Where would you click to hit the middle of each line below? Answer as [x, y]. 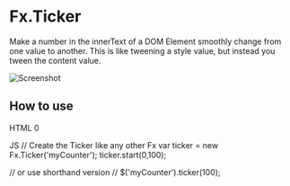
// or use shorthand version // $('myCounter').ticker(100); [115, 172]
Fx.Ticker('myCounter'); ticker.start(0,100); [88, 155]
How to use [41, 106]
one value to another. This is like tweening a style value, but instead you [142, 50]
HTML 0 [24, 128]
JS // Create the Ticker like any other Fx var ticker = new [114, 145]
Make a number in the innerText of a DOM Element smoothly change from [145, 41]
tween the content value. [55, 60]
